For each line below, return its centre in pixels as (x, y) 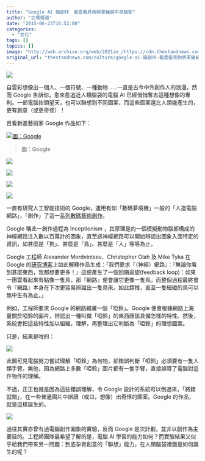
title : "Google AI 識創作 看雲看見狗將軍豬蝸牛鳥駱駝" (71, 12)
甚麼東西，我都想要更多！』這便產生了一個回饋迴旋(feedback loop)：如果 (104, 272)
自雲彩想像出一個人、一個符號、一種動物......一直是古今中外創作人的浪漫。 (99, 87)
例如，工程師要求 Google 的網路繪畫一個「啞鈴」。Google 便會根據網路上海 (100, 308)
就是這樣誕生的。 (28, 404)
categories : (21, 29)
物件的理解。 (27, 376)
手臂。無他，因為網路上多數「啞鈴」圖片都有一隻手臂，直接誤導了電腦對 (102, 368)
